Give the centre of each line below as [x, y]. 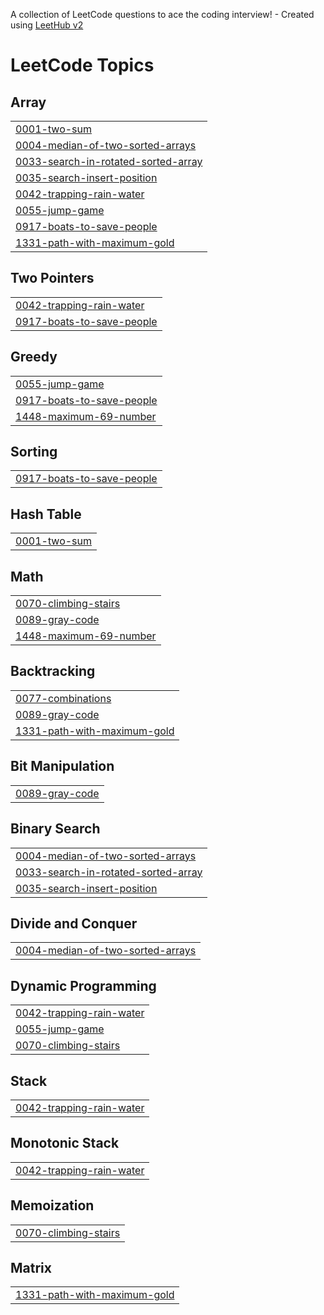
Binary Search [55, 829]
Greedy [34, 357]
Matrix [31, 1267]
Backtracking [53, 671]
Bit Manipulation [62, 766]
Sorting [34, 452]
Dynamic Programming [83, 985]
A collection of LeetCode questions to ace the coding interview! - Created [162, 14]
